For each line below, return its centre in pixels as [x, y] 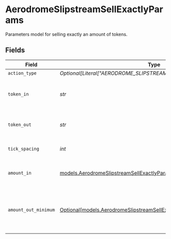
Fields [15, 50]
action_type [22, 73]
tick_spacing [24, 149]
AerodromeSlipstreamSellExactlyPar [84, 9]
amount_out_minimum [31, 210]
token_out [20, 125]
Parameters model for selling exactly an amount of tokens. [66, 34]
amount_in [20, 173]
